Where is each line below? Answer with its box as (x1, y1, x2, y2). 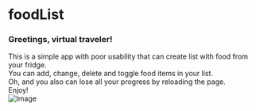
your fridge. (8, 60, 47, 70)
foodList (8, 6, 64, 24)
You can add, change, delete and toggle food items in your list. (8, 69, 213, 78)
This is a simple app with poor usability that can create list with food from (8, 52, 249, 61)
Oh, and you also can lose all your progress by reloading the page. (8, 77, 226, 86)
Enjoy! (8, 86, 29, 95)
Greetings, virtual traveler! (8, 34, 113, 45)
